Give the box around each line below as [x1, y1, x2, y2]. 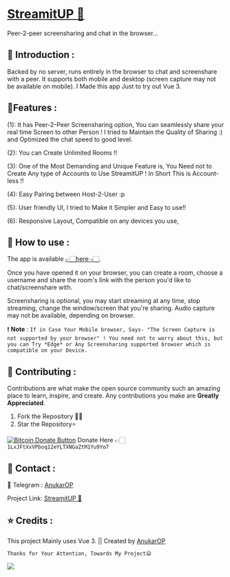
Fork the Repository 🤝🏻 [17, 412, 83, 420]
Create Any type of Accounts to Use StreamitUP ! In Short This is [7, 169, 191, 177]
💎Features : [7, 102, 57, 114]
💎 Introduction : [7, 49, 75, 61]
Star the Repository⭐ [17, 420, 77, 429]
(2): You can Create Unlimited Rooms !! [7, 148, 118, 157]
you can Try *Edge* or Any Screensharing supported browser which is [7, 341, 211, 348]
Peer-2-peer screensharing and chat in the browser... [7, 29, 158, 37]
